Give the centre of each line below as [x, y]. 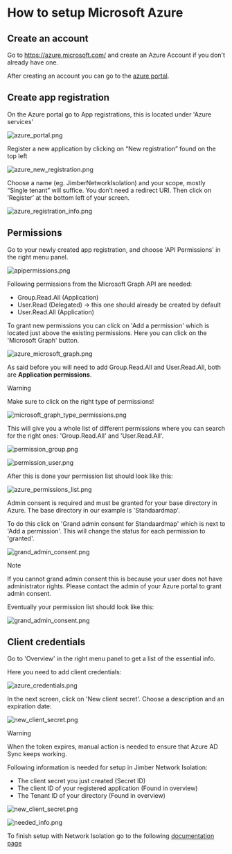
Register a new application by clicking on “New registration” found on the [111, 148]
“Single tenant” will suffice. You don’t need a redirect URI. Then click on [109, 190]
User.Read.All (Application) [56, 312]
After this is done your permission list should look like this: [90, 476]
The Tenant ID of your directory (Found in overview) [91, 796]
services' [20, 121]
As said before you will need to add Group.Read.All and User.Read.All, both [114, 367]
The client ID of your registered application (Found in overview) [107, 788]
